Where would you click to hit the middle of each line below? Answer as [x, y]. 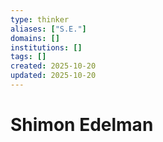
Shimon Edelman [82, 125]
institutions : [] [46, 47]
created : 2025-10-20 [53, 66]
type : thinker [40, 19]
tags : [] [28, 57]
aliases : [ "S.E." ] [48, 29]
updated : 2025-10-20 [53, 76]
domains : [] [35, 38]
